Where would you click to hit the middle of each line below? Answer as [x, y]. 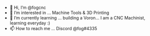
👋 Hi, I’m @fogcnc [28, 8]
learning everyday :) [30, 23]
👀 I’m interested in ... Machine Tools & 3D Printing [59, 13]
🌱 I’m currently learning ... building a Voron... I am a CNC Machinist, [77, 18]
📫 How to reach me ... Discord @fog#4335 [53, 28]
